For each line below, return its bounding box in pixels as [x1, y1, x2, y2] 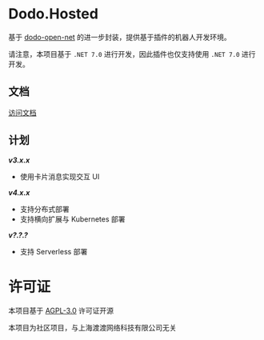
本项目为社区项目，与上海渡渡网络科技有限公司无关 [8, 322, 177, 332]
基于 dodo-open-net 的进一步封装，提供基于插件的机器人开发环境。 [8, 32, 232, 42]
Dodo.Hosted [8, 5, 98, 23]
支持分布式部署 [19, 204, 70, 214]
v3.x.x [8, 155, 30, 165]
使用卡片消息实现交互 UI [19, 171, 100, 181]
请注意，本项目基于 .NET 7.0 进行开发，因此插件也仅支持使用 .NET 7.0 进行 [8, 49, 256, 58]
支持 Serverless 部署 [19, 246, 88, 256]
